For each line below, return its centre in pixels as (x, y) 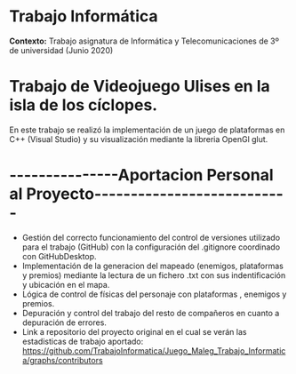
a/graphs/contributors (63, 360)
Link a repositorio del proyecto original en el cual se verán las (134, 331)
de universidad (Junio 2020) (61, 50)
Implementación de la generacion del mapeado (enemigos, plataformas (153, 266)
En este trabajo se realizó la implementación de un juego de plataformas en (147, 130)
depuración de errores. (64, 322)
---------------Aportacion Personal (141, 175)
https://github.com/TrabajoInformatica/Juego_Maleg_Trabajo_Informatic (154, 350)
